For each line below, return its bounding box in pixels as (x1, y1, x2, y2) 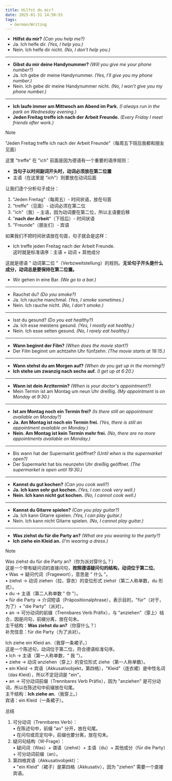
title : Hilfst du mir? (5, 7, 54, 13)
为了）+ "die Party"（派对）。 (5, 603, 67, 610)
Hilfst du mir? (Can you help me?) (12, 36, 85, 42)
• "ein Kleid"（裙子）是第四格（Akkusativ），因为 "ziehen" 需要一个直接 (12, 764, 164, 770)
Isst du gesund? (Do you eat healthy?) (12, 317, 94, 323)
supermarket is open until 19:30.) (12, 467, 83, 473)
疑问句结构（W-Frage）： (12, 738, 66, 745)
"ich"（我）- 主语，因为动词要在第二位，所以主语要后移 (12, 209, 130, 215)
